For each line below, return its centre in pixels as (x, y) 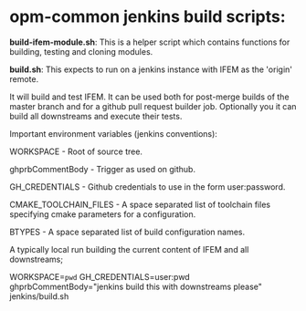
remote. (24, 78)
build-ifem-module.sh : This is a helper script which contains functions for (150, 42)
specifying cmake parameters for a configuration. (103, 214)
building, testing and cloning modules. (81, 51)
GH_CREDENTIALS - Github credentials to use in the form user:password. (148, 187)
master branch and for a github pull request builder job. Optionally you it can (153, 106)
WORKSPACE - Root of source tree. (76, 151)
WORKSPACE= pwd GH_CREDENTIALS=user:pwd (100, 276)
